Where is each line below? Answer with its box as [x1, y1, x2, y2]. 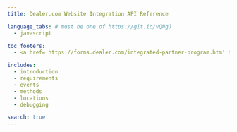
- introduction [13, 68, 59, 76]
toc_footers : [7, 42, 46, 49]
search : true [7, 114, 46, 121]
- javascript [13, 30, 52, 37]
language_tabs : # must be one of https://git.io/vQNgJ [7, 23, 172, 30]
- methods [13, 88, 42, 95]
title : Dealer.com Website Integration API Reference [7, 10, 169, 18]
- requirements [13, 75, 59, 82]
